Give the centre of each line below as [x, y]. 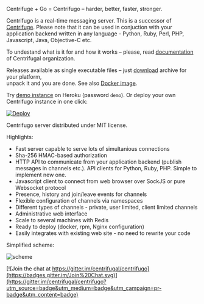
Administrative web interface [51, 214]
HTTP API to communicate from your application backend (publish [98, 162]
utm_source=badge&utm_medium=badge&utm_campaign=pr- [84, 288]
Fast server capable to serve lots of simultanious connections [92, 149]
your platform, [24, 77]
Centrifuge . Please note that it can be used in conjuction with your [89, 27]
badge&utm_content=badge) [42, 295]
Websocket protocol [40, 188]
